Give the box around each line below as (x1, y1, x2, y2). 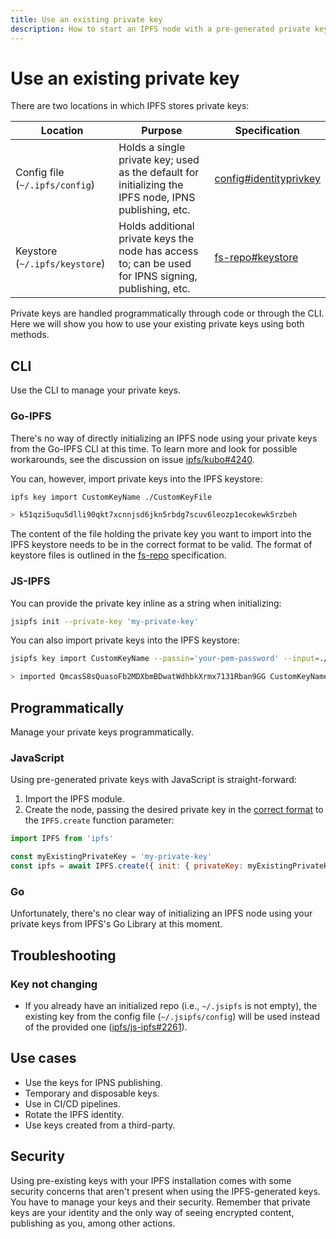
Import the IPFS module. (24, 793, 125, 805)
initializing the (118, 178, 184, 192)
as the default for (118, 166, 200, 180)
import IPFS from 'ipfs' (10, 834, 114, 844)
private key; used (118, 153, 200, 167)
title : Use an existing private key (10, 14, 163, 25)
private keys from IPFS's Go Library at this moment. (10, 918, 223, 930)
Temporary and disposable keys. (24, 1087, 160, 1099)
